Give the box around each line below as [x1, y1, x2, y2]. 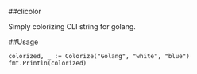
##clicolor [8, 7, 41, 16]
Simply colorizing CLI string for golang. [8, 22, 137, 31]
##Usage [8, 37, 39, 46]
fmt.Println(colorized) [8, 59, 87, 67]
